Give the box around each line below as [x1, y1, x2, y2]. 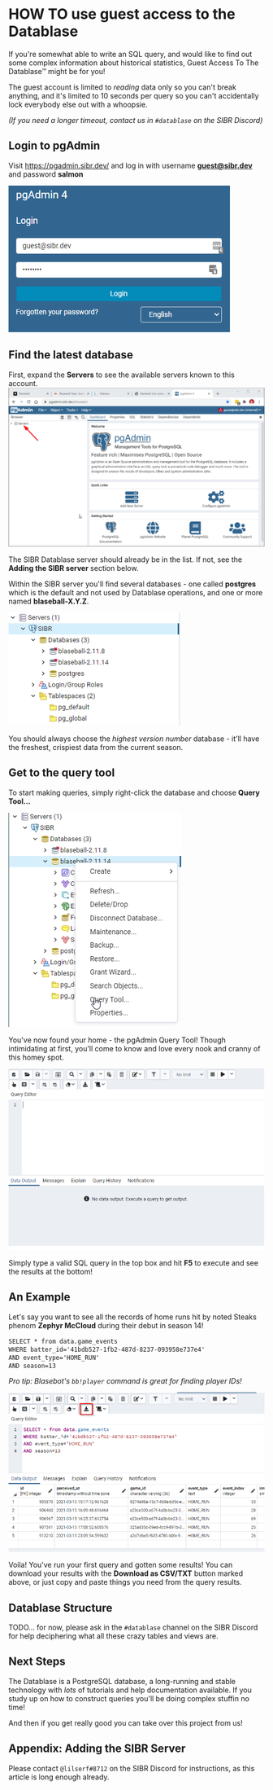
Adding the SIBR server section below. [8, 564, 139, 573]
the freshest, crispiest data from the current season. [8, 743, 184, 752]
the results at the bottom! [8, 1266, 93, 1276]
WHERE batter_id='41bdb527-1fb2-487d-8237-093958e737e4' [8, 1345, 206, 1353]
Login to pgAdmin [8, 139, 100, 153]
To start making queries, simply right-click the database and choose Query [8, 788, 260, 797]
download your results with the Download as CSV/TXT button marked [8, 1568, 244, 1578]
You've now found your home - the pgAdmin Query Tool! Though [8, 1035, 226, 1045]
